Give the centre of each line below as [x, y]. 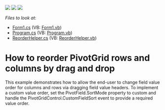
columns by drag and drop [60, 69]
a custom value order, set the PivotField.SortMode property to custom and [81, 93]
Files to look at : [21, 18]
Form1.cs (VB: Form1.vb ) [37, 27]
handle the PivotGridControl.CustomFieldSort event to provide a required [79, 98]
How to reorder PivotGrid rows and [78, 58]
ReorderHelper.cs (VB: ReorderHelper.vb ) [54, 38]
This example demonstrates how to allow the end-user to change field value [82, 82]
